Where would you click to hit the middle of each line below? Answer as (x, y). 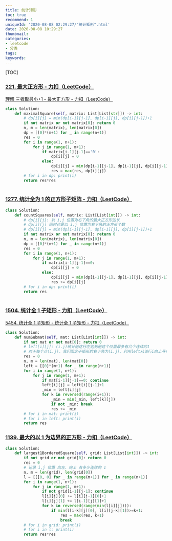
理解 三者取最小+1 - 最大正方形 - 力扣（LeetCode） (59, 99)
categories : (18, 39)
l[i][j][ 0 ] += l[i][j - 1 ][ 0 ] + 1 (74, 496)
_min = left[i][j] (61, 390)
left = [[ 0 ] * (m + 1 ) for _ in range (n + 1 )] (67, 366)
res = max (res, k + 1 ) (82, 515)
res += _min (64, 409)
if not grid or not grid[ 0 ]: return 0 (65, 458)
